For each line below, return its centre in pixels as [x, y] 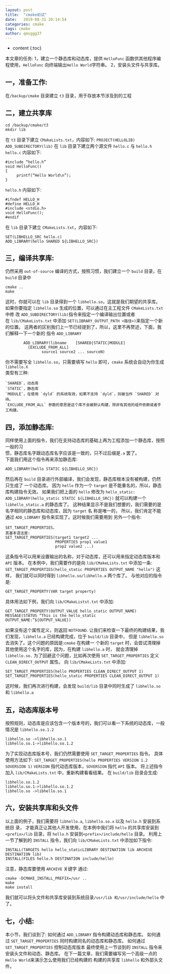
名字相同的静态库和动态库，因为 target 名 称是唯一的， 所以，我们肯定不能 [83, 511]
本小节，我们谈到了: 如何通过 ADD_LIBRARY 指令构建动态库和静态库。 [76, 934]
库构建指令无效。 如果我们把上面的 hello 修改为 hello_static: [70, 492]
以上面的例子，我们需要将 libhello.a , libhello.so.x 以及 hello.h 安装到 [81, 821]
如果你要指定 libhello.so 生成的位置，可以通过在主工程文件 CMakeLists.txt [84, 308]
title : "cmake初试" [26, 15]
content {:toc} [27, 48]
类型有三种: [17, 373]
